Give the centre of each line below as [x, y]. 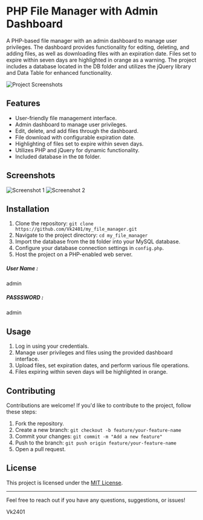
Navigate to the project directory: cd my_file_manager [81, 235]
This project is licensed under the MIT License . [65, 483]
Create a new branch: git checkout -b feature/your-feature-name [98, 429]
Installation [28, 209]
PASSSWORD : [25, 297]
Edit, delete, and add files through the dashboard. [77, 130]
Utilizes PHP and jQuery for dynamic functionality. [77, 150]
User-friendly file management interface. [66, 118]
